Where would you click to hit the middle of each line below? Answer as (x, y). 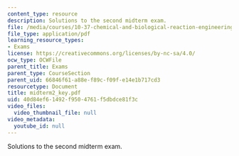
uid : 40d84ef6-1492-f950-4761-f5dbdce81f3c (73, 100)
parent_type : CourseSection (49, 73)
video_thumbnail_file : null (55, 113)
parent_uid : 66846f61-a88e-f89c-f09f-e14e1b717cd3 (84, 80)
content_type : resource (43, 14)
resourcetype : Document (43, 87)
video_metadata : (31, 119)
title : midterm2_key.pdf (44, 93)
